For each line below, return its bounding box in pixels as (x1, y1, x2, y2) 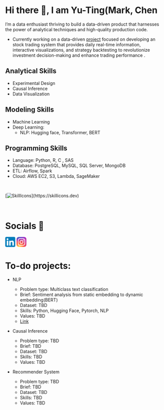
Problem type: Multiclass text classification (19, 286, 108, 292)
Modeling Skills (5, 106, 54, 114)
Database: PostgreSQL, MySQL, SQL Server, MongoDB (12, 163, 126, 169)
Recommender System (12, 369, 60, 375)
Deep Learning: (12, 124, 44, 130)
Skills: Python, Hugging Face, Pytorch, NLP (19, 307, 109, 314)
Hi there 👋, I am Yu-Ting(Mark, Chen (5, 5, 158, 16)
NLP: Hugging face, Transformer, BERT (19, 129, 101, 135)
